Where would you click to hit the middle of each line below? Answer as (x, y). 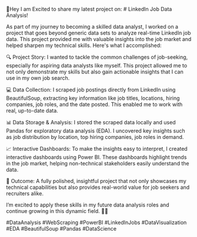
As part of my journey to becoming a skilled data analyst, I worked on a (92, 27)
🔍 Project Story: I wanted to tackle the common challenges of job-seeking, (97, 57)
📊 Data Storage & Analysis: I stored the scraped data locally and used (91, 122)
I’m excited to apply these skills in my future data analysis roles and (88, 205)
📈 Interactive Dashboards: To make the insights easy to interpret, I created (97, 149)
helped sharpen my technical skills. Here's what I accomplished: (84, 45)
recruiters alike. (25, 193)
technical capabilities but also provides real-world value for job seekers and (98, 187)
